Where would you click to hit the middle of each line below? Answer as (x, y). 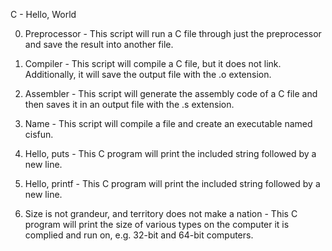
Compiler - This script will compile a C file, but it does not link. (153, 63)
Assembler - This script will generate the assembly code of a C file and (171, 93)
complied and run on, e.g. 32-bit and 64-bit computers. (139, 235)
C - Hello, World (43, 14)
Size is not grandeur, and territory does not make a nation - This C (161, 213)
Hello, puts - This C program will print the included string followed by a (170, 153)
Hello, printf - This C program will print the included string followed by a (172, 183)
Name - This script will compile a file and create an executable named (168, 123)
